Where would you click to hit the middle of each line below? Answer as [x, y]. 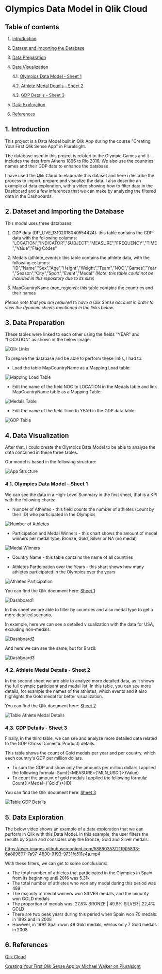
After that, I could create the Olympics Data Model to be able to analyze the [80, 447]
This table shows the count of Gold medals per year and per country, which [81, 753]
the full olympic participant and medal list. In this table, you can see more [78, 686]
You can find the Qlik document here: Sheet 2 [50, 706]
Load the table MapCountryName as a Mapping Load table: [71, 368]
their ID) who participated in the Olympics [54, 514]
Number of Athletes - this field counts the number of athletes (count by [83, 509]
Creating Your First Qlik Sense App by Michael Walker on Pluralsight [73, 966]
